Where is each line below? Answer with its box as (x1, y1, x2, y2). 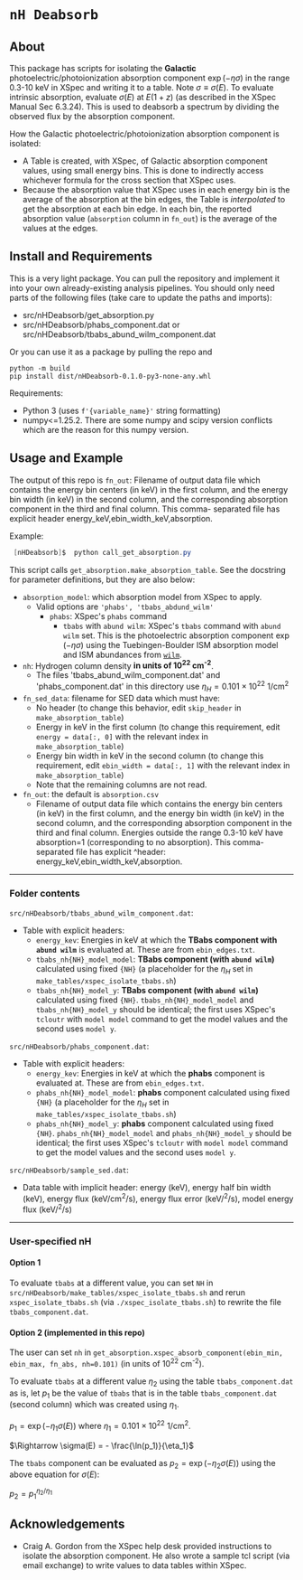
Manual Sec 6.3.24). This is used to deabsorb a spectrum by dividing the (9, 101, 280, 112)
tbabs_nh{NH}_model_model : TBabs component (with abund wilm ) (35, 954, 275, 964)
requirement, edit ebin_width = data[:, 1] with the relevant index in (35, 759, 290, 770)
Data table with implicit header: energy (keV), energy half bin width (22, 1181, 271, 1192)
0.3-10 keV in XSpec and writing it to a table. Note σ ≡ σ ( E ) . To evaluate (9, 82, 274, 92)
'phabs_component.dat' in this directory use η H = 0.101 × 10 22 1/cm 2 (35, 680, 289, 693)
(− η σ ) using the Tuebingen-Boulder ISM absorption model (62, 639, 279, 650)
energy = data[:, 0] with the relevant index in (35, 730, 209, 742)
